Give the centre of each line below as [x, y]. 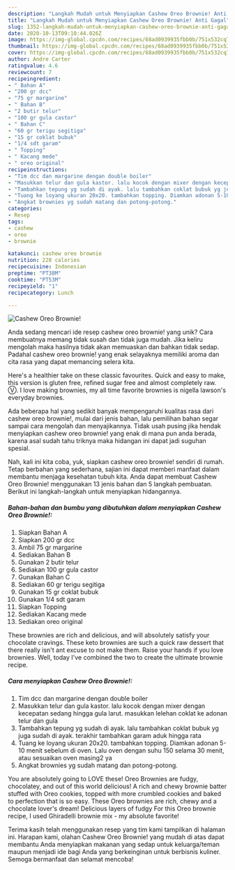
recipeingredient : [35, 79]
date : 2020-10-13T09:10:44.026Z [55, 33]
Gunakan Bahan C [44, 577]
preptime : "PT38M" [35, 273]
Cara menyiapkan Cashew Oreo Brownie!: [70, 681]
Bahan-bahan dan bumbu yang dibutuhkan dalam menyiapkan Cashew [115, 507]
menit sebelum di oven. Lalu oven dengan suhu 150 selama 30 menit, [126, 751]
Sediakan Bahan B [44, 555]
